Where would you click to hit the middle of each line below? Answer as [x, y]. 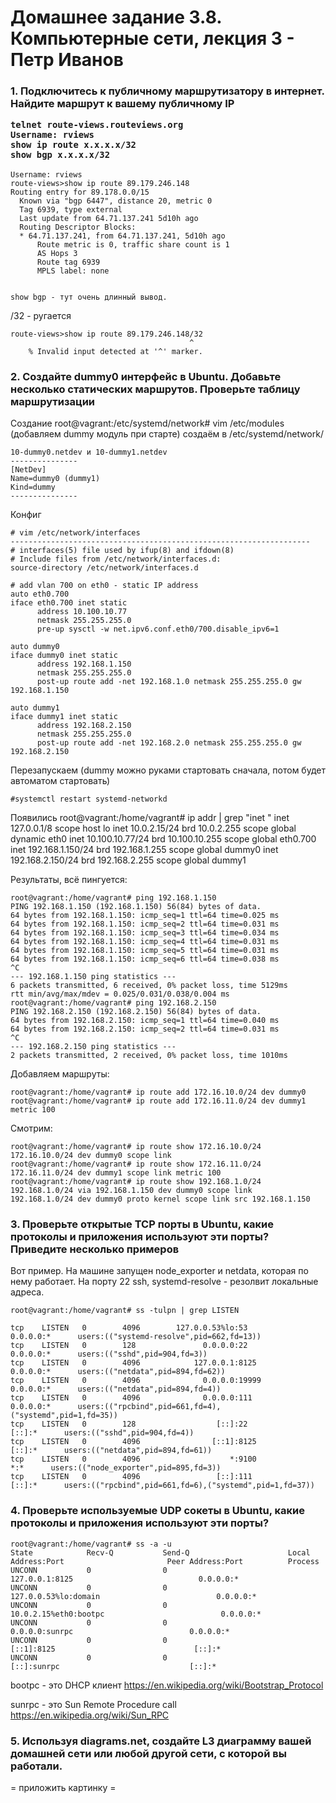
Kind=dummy [33, 487]
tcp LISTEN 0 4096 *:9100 [133, 1459]
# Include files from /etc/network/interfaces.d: [116, 559]
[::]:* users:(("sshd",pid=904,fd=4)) [102, 1433]
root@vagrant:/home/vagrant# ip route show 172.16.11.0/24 [136, 1164]
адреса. [27, 1292]
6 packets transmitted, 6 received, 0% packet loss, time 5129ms [149, 986]
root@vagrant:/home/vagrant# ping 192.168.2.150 [113, 1003]
